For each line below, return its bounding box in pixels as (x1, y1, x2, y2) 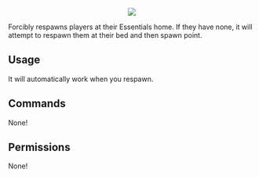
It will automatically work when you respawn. (8, 74, 154, 83)
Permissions (8, 141, 71, 154)
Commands (8, 97, 67, 110)
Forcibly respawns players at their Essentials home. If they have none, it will (8, 22, 253, 31)
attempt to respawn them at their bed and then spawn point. (8, 31, 202, 39)
